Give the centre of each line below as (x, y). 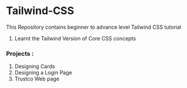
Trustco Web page (37, 79)
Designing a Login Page (43, 73)
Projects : (20, 53)
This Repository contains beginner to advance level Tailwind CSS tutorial (94, 27)
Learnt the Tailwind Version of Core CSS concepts (75, 38)
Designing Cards (35, 66)
